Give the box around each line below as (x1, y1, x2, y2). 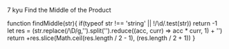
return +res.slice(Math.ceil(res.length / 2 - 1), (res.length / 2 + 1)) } (7, 34, 196, 42)
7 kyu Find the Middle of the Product (7, 6, 111, 14)
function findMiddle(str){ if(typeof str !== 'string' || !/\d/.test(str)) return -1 (7, 19, 218, 27)
